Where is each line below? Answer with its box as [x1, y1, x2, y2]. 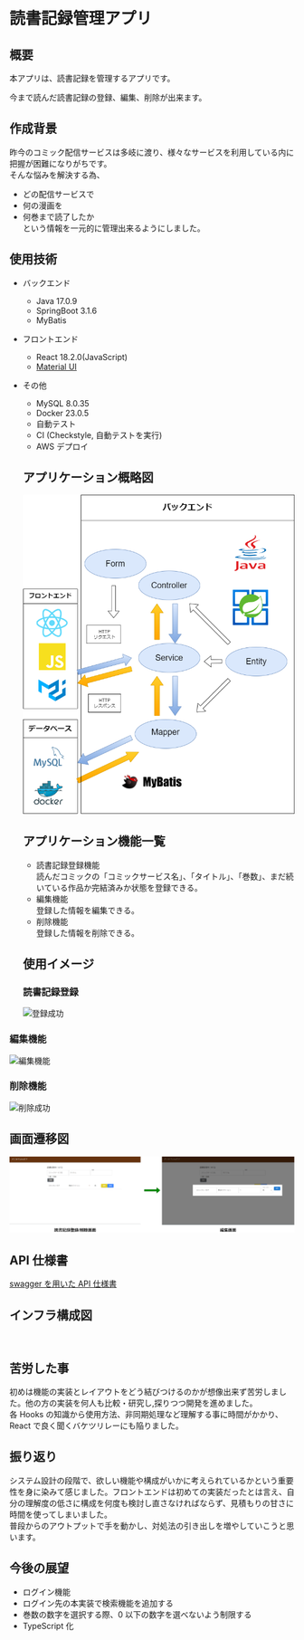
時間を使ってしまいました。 [9, 1509, 113, 1520]
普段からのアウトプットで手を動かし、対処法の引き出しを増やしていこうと [9, 1520, 287, 1530]
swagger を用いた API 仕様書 [9, 1278, 118, 1290]
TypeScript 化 [22, 1620, 74, 1631]
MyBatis [35, 314, 67, 326]
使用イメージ [22, 956, 95, 971]
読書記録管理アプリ [9, 8, 153, 29]
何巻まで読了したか [22, 211, 95, 222]
